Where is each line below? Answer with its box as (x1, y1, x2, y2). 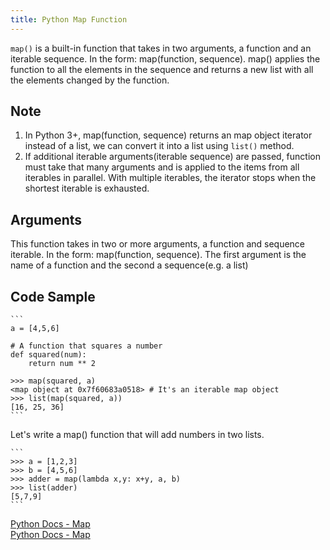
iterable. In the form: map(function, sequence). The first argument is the (10, 249, 307, 261)
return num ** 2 (28, 359, 97, 369)
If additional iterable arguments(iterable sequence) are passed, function (24, 151, 321, 163)
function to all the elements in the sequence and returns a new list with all (10, 63, 314, 75)
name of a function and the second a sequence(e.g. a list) (10, 259, 249, 271)
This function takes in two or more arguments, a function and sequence (10, 238, 306, 250)
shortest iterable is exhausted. (24, 182, 150, 195)
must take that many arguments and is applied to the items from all (24, 161, 300, 173)
